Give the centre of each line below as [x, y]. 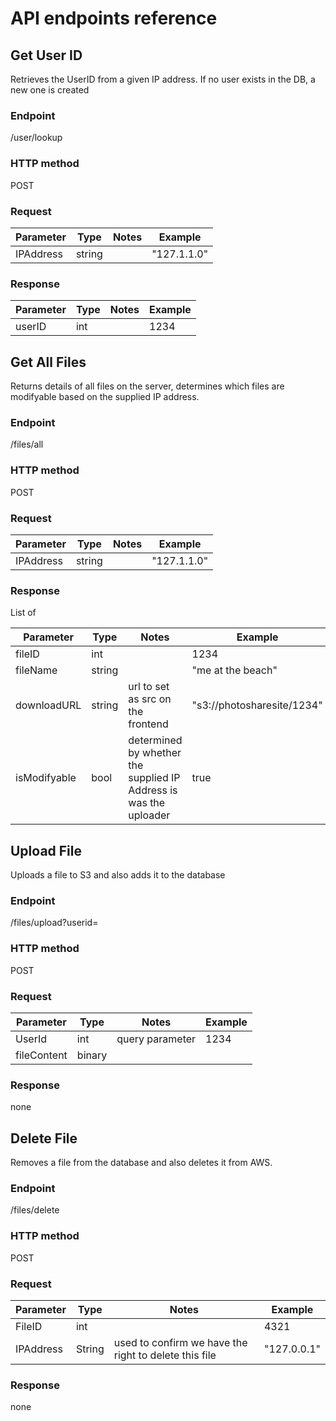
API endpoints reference [114, 18]
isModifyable [46, 778]
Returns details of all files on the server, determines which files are [147, 386]
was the [147, 803]
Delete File [44, 1138]
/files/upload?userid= [54, 923]
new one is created [50, 90]
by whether [155, 753]
